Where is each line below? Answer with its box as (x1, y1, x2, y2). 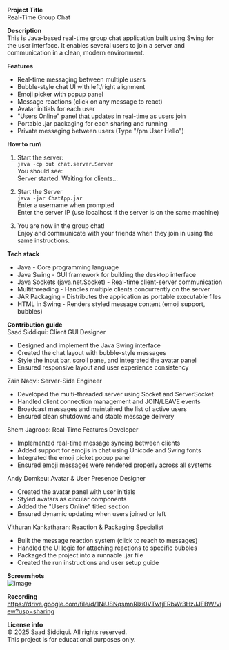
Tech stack (7, 250, 40, 258)
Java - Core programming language (17, 263, 119, 271)
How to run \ (7, 140, 42, 148)
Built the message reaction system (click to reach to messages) (17, 537, 198, 544)
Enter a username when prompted (17, 201, 115, 209)
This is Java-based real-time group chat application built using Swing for (7, 34, 215, 42)
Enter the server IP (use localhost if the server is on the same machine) (17, 209, 219, 216)
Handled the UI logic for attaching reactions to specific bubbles (17, 544, 198, 552)
